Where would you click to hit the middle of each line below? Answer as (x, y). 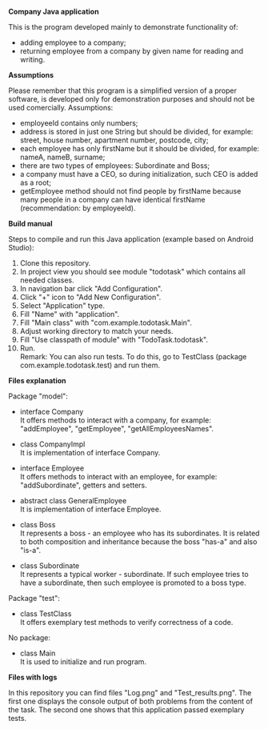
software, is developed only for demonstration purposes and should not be (132, 99)
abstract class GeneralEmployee (73, 501)
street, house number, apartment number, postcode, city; (114, 140)
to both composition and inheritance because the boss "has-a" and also (138, 542)
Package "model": (38, 396)
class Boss (38, 525)
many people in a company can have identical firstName (112, 200)
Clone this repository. (55, 263)
